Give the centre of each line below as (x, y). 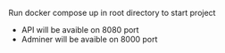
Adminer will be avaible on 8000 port (89, 39)
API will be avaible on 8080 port (80, 30)
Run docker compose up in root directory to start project (112, 13)
